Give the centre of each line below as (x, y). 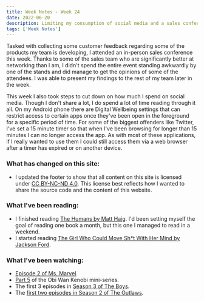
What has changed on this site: (53, 164)
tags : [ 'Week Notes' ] (34, 29)
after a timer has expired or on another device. (64, 148)
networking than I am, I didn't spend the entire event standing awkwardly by (101, 65)
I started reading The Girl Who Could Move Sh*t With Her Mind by (97, 238)
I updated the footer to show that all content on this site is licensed (98, 177)
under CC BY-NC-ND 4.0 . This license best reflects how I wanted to (100, 183)
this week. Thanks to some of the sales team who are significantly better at (100, 59)
